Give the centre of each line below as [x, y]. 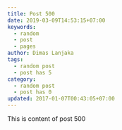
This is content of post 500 [47, 119]
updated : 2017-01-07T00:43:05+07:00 [61, 99]
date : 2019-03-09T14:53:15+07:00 [56, 20]
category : [22, 79]
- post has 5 [33, 72]
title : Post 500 [31, 14]
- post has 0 [33, 92]
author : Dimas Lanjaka [41, 53]
